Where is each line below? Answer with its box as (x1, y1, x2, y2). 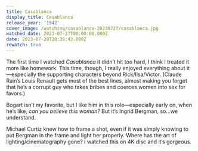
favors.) (6, 90, 26, 97)
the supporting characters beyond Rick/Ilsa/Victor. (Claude (38, 71, 182, 78)
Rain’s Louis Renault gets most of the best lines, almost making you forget (6, 77, 188, 84)
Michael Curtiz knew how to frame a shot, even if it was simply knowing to (6, 125, 189, 133)
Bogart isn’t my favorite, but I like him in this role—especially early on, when (6, 101, 193, 108)
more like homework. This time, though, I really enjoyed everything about (6, 64, 186, 71)
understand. (6, 114, 36, 121)
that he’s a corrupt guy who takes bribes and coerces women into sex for (6, 83, 186, 90)
